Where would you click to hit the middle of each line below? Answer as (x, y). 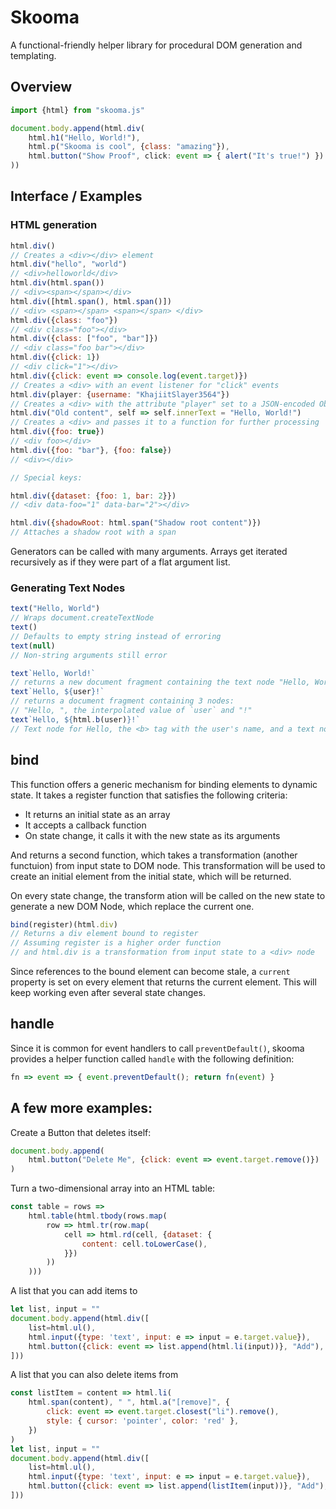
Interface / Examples (76, 196)
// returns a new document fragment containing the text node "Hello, (160, 682)
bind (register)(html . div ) (64, 924)
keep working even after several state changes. (108, 993)
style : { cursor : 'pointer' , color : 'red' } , (143, 1421)
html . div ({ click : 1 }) (55, 357)
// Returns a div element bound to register (104, 934)
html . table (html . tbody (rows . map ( (98, 1216)
